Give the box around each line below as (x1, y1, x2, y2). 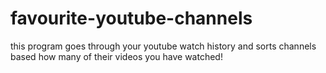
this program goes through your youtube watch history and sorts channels (10, 40, 317, 52)
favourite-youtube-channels (10, 7, 253, 30)
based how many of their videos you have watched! (10, 50, 223, 62)
